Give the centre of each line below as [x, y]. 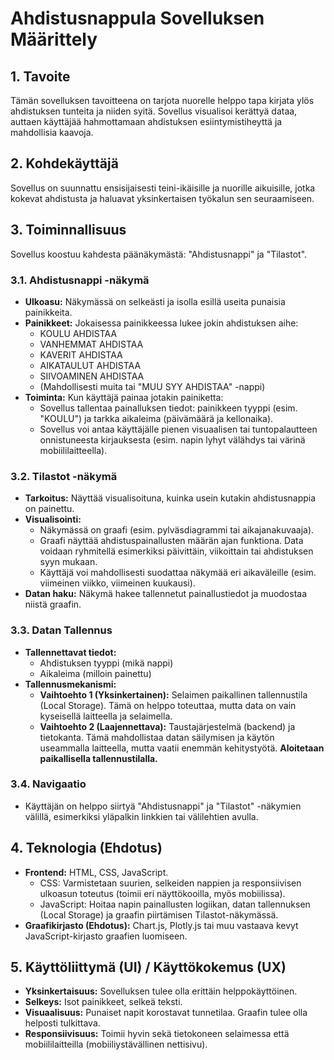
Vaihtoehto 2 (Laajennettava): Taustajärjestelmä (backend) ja [167, 726]
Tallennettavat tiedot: [70, 652]
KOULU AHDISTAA [78, 333]
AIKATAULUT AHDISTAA [90, 365]
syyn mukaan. [68, 562]
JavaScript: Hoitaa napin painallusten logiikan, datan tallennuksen [175, 904]
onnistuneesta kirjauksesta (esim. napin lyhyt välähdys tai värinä [172, 439]
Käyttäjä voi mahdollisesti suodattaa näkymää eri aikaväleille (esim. [178, 573]
